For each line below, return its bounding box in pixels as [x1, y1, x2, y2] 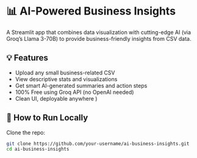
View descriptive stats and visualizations [15, 75, 118, 82]
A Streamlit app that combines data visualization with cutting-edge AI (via [6, 28, 191, 36]
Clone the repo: [6, 129, 46, 136]
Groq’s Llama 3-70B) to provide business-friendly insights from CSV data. [6, 35, 192, 42]
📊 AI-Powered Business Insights [6, 4, 176, 18]
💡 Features [6, 52, 49, 63]
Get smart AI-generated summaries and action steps [15, 82, 148, 89]
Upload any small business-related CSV [15, 69, 115, 76]
